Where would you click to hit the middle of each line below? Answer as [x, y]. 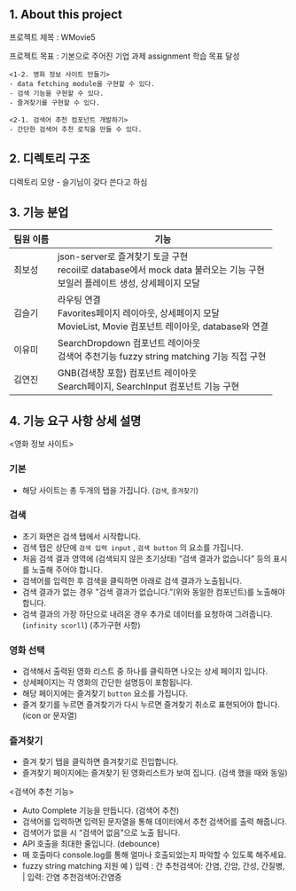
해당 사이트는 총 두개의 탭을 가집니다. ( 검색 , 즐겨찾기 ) [110, 490]
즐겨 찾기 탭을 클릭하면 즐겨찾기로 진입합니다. [100, 761]
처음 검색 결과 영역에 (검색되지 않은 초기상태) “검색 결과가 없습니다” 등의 [147, 558]
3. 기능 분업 [39, 213]
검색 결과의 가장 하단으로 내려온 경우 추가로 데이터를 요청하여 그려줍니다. [147, 614]
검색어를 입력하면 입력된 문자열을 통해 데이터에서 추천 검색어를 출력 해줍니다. [155, 822]
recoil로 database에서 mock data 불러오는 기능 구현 [161, 270]
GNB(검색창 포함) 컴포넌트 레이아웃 [127, 374]
